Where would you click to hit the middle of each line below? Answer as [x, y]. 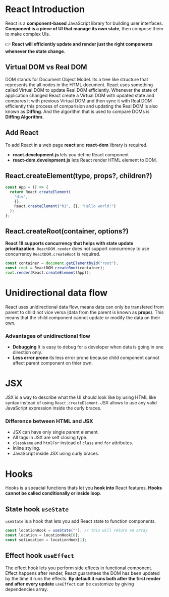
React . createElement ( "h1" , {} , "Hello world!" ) [65, 206]
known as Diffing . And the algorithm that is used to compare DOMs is [77, 111]
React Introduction [45, 9]
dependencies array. [27, 589]
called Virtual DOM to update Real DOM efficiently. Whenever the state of [81, 90]
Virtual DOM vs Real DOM [46, 67]
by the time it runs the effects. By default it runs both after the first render [83, 578]
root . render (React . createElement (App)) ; [48, 273]
